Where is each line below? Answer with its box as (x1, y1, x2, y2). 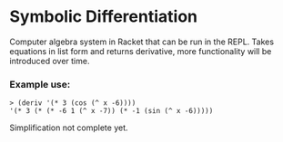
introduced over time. (9, 55, 90, 66)
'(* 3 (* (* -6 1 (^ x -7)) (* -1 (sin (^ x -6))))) (9, 107, 214, 116)
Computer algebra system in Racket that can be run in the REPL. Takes (9, 36, 275, 47)
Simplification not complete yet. (9, 122, 129, 133)
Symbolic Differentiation (9, 6, 198, 27)
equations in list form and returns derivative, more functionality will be (9, 45, 272, 56)
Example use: (9, 78, 71, 90)
